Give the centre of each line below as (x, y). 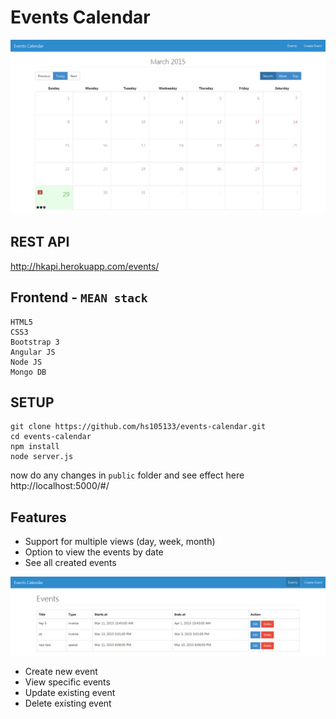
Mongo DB (28, 372)
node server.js (42, 457)
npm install (35, 447)
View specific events (67, 682)
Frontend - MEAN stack (79, 297)
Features (38, 517)
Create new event (61, 672)
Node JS (26, 362)
